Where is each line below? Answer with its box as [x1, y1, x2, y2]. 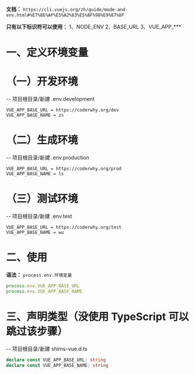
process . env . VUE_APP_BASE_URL [6, 283, 80, 289]
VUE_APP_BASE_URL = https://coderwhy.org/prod [6, 166, 122, 172]
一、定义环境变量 [6, 46, 89, 59]
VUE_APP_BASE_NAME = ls [6, 171, 64, 177]
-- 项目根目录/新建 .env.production [6, 154, 90, 161]
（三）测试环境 [6, 192, 78, 206]
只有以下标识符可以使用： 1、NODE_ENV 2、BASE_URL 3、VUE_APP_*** [6, 23, 182, 30]
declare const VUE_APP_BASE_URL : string [6, 357, 107, 363]
